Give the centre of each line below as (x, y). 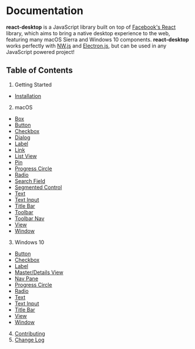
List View (26, 156)
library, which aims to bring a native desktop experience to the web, (88, 33)
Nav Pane (26, 278)
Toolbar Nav (29, 218)
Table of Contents (40, 71)
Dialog (22, 137)
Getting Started (33, 84)
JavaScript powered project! (41, 52)
